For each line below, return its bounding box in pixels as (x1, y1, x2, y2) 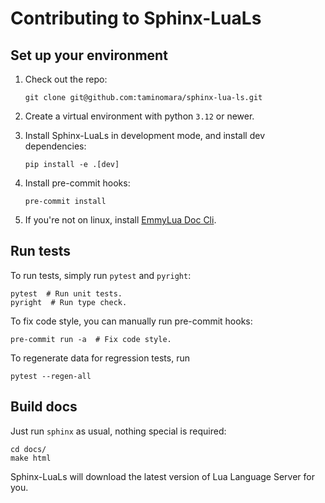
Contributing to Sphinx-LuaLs (10, 7, 262, 30)
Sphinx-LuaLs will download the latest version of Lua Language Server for (10, 470, 315, 482)
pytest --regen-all (10, 371, 92, 381)
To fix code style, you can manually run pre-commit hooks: (10, 315, 253, 327)
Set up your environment (10, 47, 168, 64)
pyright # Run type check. (10, 297, 128, 307)
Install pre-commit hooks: (24, 177, 131, 189)
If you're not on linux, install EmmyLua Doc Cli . (24, 214, 217, 226)
